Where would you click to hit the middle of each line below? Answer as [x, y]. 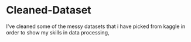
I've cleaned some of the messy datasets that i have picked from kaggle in [96, 26]
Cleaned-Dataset [49, 10]
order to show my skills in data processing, [58, 32]
